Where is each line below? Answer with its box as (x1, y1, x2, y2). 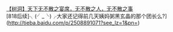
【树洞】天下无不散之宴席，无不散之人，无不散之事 (6, 5, 133, 12)
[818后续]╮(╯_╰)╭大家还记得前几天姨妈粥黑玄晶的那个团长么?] (6, 12, 168, 20)
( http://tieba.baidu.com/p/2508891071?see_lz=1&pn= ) (6, 20, 140, 26)
